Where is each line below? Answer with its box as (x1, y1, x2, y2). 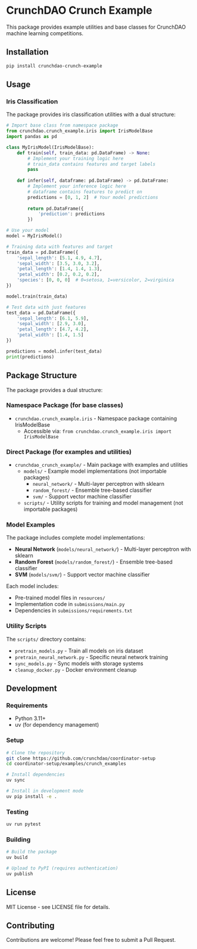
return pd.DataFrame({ (27, 206, 84, 212)
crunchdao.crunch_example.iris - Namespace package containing (14, 415, 177, 422)
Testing (6, 807, 29, 816)
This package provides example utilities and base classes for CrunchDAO (6, 23, 186, 30)
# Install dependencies (6, 772, 65, 777)
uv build (6, 855, 28, 861)
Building (6, 835, 31, 843)
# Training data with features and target (6, 243, 113, 250)
